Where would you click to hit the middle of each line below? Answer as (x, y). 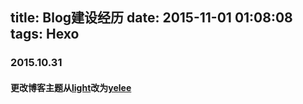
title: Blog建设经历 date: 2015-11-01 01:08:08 (151, 18)
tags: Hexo (45, 34)
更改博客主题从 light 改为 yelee (71, 87)
